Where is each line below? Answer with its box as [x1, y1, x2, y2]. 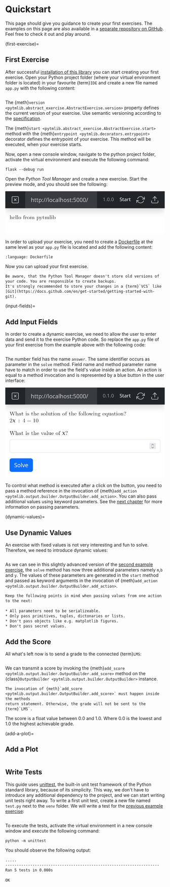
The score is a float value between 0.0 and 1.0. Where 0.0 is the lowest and [5, 716, 162, 722]
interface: [5, 377, 25, 383]
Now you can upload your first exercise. [5, 263, 89, 270]
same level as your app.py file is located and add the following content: [5, 244, 153, 250]
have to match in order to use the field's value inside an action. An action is [5, 367, 162, 373]
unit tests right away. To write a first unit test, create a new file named [5, 797, 151, 804]
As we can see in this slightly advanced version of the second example [5, 561, 153, 567]
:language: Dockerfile [5, 254, 53, 260]
